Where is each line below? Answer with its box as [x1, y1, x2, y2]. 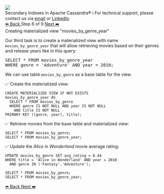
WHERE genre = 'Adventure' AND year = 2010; [5, 62, 114, 68]
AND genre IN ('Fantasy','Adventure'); [9, 162, 91, 167]
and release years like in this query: [5, 48, 77, 53]
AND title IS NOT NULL [14, 108, 60, 113]
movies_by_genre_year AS [5, 95, 56, 100]
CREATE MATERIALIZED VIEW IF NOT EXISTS [5, 91, 89, 96]
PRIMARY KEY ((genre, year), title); [5, 112, 82, 117]
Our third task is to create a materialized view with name [5, 38, 118, 43]
